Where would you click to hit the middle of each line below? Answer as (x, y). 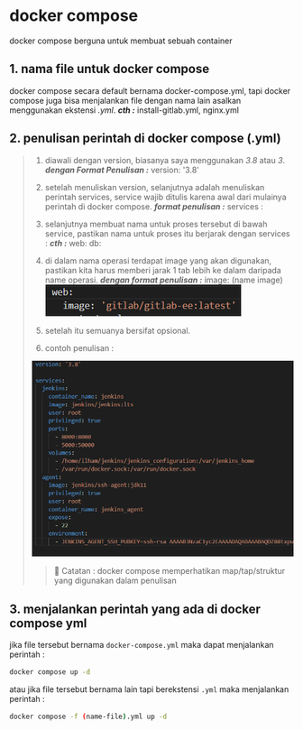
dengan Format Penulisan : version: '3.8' (122, 170)
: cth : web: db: (73, 243)
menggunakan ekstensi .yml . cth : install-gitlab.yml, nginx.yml (124, 110)
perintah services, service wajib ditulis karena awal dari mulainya (165, 197)
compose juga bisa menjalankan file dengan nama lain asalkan (125, 100)
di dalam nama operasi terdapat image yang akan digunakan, (158, 260)
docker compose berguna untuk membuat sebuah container (121, 41)
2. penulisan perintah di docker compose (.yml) (145, 139)
